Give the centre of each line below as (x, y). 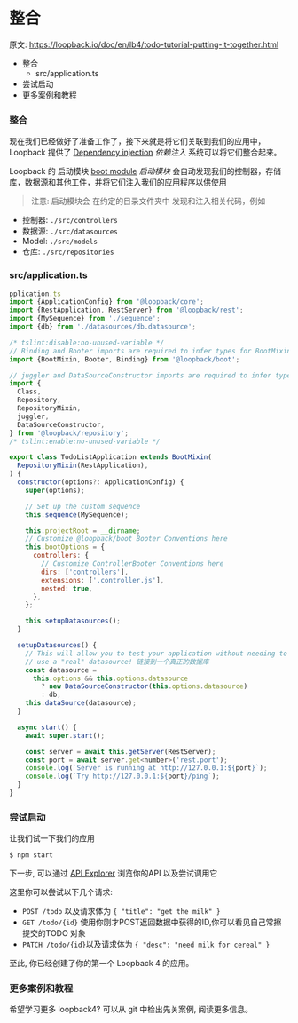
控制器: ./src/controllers (70, 220)
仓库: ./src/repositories (68, 252)
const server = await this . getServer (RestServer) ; (121, 751)
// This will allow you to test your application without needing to (157, 654)
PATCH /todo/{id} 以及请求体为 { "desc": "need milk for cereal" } (146, 944)
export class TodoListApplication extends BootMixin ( (111, 457)
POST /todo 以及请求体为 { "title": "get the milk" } (121, 911)
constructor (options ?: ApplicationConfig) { (101, 482)
